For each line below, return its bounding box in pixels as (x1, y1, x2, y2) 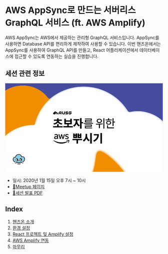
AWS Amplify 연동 (12, 237, 49, 243)
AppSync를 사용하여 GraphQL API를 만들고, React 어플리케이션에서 (5, 47, 138, 53)
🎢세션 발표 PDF (12, 190, 43, 196)
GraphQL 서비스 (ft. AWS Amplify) (5, 17, 146, 28)
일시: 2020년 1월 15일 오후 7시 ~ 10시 (12, 177, 86, 183)
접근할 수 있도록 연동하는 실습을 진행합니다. (14, 53, 99, 59)
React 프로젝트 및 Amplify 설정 (12, 231, 73, 237)
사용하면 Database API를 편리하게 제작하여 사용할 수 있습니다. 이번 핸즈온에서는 (5, 40, 161, 46)
